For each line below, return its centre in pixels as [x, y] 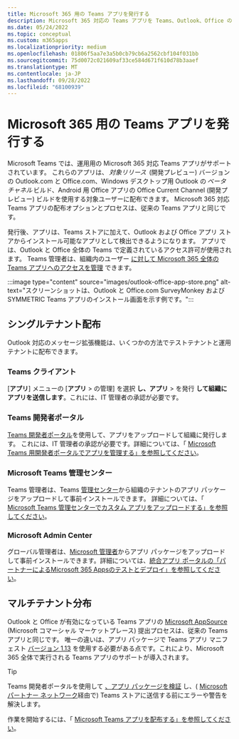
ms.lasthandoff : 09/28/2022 [49, 80]
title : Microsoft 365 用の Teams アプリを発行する [79, 14]
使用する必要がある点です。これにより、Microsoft [151, 648]
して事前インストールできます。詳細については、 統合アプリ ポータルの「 [114, 561]
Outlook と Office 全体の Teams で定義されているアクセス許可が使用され [126, 250]
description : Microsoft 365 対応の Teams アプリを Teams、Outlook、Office [116, 21]
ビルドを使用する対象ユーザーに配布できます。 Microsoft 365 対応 [133, 199]
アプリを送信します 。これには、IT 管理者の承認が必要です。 [95, 397]
